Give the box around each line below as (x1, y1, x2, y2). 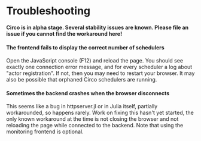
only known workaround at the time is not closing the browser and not (6, 115, 179, 123)
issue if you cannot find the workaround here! (6, 30, 123, 37)
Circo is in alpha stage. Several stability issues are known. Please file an (6, 24, 189, 31)
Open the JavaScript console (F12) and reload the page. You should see (6, 57, 184, 64)
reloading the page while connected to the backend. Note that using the (6, 122, 184, 129)
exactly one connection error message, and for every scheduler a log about (6, 64, 193, 71)
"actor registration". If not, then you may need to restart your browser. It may (6, 70, 195, 77)
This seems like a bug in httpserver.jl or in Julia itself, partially (6, 103, 158, 110)
